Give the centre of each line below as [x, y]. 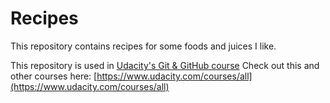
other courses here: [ [54, 76]
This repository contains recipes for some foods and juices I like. [143, 46]
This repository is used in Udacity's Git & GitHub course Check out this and [165, 65]
